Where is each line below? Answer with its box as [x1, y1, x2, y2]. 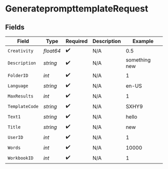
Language [7, 83, 28, 88]
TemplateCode [7, 103, 39, 109]
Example [132, 38, 154, 44]
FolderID [7, 72, 28, 78]
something [125, 56, 151, 63]
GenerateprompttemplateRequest [5, 3, 148, 14]
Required [65, 38, 88, 44]
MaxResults [7, 93, 33, 99]
